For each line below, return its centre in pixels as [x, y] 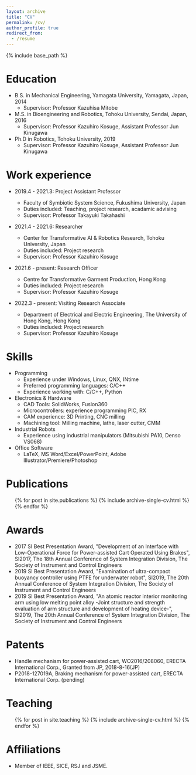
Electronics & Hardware [43, 398]
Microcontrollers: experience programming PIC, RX [85, 410]
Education [31, 79]
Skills [20, 357]
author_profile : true [32, 28]
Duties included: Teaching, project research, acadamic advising [100, 209]
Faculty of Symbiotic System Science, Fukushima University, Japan [104, 202]
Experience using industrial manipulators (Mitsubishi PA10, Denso [102, 435]
